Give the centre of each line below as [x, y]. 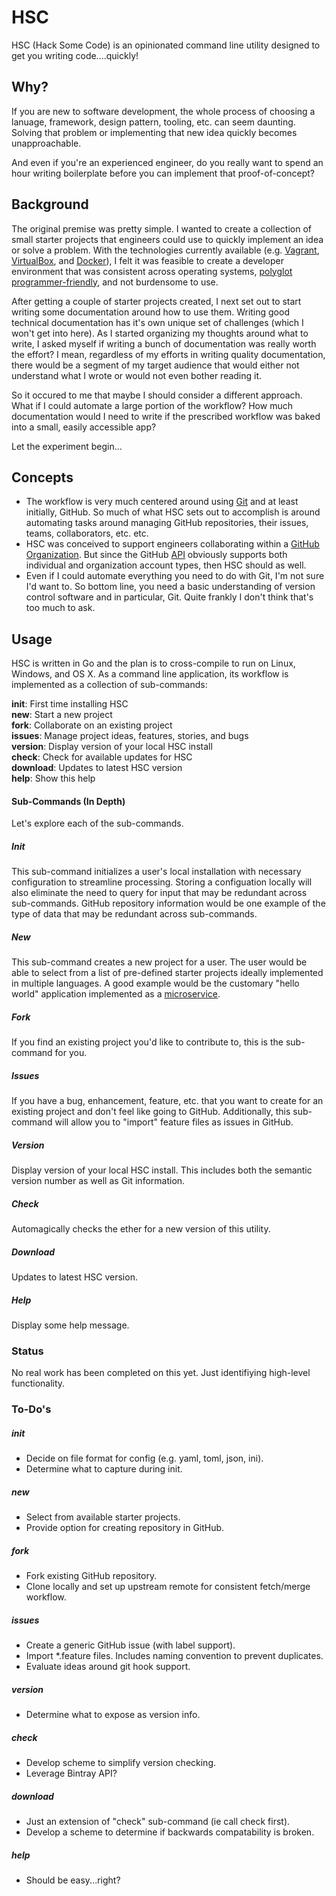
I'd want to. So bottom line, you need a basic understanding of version [170, 587]
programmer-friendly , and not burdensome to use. [115, 282]
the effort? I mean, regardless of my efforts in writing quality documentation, [168, 354]
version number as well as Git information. [98, 1181]
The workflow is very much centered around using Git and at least [162, 502]
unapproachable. [46, 143]
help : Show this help [53, 778]
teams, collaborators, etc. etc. [87, 533]
